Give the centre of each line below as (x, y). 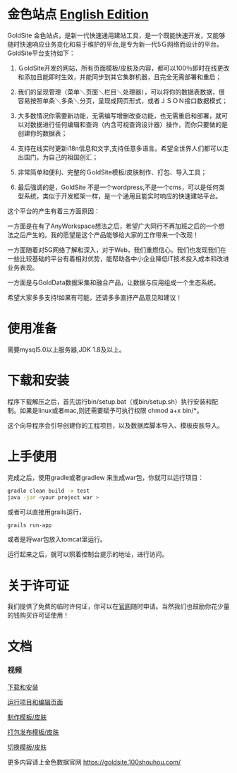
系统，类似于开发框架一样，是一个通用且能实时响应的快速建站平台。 (123, 196)
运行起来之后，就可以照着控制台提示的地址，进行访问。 (87, 554)
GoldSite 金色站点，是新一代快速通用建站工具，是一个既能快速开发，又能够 (116, 35)
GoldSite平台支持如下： (41, 53)
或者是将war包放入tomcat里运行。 (57, 539)
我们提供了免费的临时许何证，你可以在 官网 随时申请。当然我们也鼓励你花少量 (119, 606)
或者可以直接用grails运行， (46, 512)
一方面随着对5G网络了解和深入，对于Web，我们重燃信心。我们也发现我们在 (117, 250)
